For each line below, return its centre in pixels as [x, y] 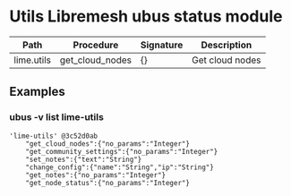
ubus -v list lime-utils [57, 117]
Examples [37, 92]
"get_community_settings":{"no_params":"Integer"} [122, 151]
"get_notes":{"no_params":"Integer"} [96, 175]
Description [227, 45]
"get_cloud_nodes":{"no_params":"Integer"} [108, 144]
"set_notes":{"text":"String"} [84, 159]
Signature [162, 45]
